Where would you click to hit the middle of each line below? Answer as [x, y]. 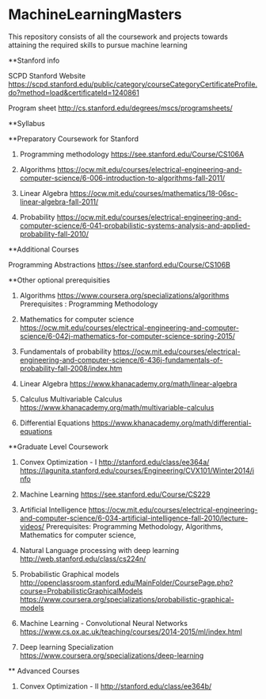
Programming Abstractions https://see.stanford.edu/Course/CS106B [120, 264]
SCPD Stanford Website [47, 75]
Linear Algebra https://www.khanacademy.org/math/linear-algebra [128, 383]
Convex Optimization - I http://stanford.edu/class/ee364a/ [114, 462]
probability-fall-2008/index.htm [71, 368]
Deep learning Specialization [66, 647]
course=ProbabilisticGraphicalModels [81, 591]
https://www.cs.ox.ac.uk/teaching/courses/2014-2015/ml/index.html [131, 632]
